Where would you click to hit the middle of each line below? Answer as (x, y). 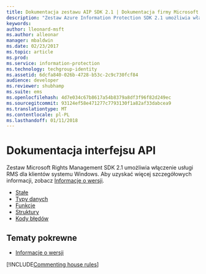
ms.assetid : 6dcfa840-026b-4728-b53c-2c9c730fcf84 (72, 75)
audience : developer (33, 80)
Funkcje (25, 205)
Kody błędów (32, 219)
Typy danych (32, 199)
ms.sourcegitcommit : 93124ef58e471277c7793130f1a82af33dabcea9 (89, 103)
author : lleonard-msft (35, 29)
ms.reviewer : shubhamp (35, 86)
